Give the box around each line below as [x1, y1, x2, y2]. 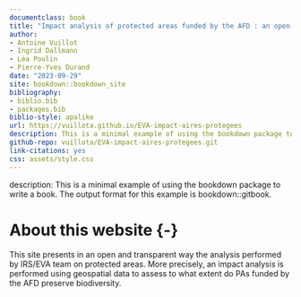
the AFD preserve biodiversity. [9, 278, 122, 289]
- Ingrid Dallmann [9, 47, 78, 55]
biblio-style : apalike [9, 113, 94, 122]
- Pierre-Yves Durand [9, 64, 90, 72]
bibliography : [9, 88, 63, 97]
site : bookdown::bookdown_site [9, 80, 126, 89]
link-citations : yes [9, 146, 87, 155]
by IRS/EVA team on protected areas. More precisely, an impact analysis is [9, 259, 284, 269]
